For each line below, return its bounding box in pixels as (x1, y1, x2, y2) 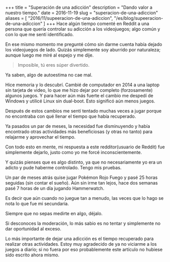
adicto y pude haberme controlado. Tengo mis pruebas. (5, 165, 122, 170)
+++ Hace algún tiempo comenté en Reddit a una (46, 20, 150, 27)
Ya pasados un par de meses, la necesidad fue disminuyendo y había (5, 123, 151, 129)
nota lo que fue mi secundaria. (5, 201, 70, 206)
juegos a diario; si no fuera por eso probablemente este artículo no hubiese (5, 247, 163, 252)
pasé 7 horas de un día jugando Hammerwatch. (5, 186, 105, 191)
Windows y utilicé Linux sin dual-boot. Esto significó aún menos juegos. (5, 98, 156, 104)
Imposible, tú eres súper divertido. (17, 62, 90, 68)
